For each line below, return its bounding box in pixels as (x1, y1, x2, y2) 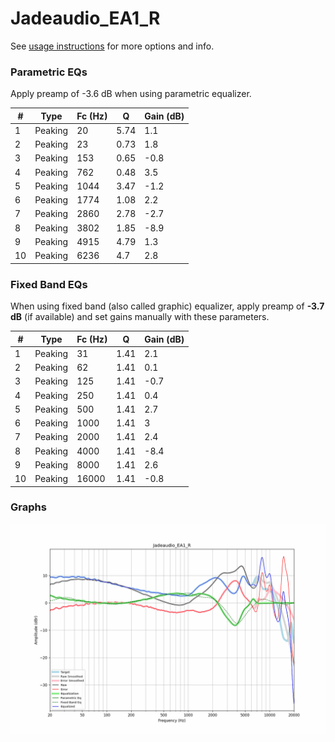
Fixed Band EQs (10, 277, 88, 291)
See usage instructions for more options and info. (10, 40, 215, 52)
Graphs (10, 500, 47, 514)
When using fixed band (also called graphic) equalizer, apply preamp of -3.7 (10, 300, 325, 312)
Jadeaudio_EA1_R (10, 7, 161, 30)
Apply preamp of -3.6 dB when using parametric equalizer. (10, 88, 252, 100)
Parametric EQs (10, 65, 88, 79)
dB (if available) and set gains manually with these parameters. (10, 311, 270, 323)
